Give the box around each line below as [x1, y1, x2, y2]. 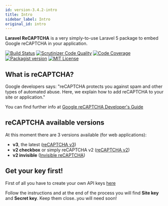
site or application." [5, 94, 45, 100]
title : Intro [5, 12, 33, 17]
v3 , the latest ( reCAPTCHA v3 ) [12, 141, 76, 147]
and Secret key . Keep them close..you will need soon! [5, 195, 117, 201]
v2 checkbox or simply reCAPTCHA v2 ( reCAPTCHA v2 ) [12, 147, 130, 153]
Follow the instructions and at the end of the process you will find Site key [5, 189, 159, 196]
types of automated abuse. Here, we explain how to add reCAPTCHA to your [5, 89, 164, 95]
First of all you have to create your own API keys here [5, 180, 116, 186]
